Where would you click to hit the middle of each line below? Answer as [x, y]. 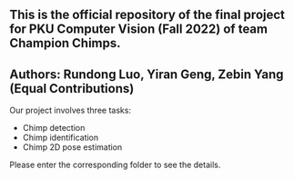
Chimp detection [54, 128]
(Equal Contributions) [72, 89]
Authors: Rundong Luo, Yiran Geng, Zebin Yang [147, 74]
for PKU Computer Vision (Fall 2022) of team [139, 30]
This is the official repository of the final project [147, 15]
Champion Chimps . [65, 43]
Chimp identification [61, 138]
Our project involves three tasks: [71, 110]
